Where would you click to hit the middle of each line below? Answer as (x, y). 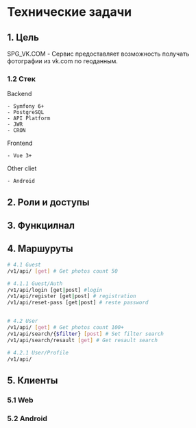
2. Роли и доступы (48, 202)
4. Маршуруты (40, 249)
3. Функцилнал (41, 226)
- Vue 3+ (20, 156)
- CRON (16, 131)
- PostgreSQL (26, 113)
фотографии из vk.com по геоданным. (63, 61)
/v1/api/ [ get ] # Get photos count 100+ (66, 328)
